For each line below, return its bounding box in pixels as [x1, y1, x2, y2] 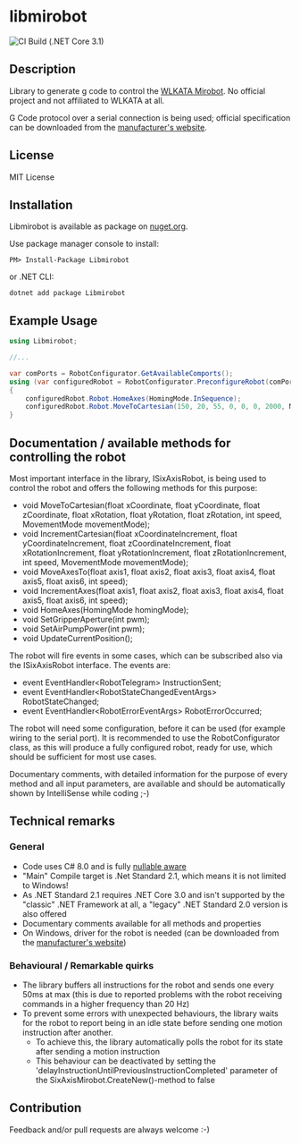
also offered [21, 908, 67, 919]
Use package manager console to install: [9, 239, 160, 250]
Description [9, 62, 76, 77]
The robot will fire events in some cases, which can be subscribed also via [9, 650, 283, 661]
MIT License [9, 172, 55, 182]
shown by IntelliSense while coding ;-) [9, 788, 150, 798]
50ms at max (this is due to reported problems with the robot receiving [21, 988, 283, 999]
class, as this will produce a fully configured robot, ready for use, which [9, 742, 273, 752]
